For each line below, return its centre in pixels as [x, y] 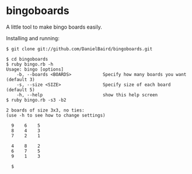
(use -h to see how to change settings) [56, 115]
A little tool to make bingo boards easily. [54, 27]
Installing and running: [33, 38]
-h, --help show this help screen [87, 95]
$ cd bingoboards [27, 59]
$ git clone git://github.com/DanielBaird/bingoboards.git [79, 49]
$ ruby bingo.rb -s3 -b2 [36, 100]
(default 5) [20, 90]
